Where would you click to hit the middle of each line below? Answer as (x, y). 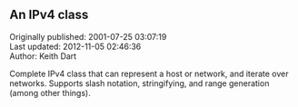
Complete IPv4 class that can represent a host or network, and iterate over (149, 73)
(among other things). (50, 92)
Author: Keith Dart (43, 56)
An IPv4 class (49, 15)
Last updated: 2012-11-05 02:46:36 (75, 46)
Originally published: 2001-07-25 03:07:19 (88, 36)
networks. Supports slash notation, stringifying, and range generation (139, 83)
